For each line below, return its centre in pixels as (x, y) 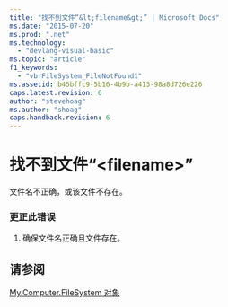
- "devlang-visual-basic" (66, 51)
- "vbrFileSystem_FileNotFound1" (80, 76)
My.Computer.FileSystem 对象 (65, 293)
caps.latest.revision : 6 (56, 92)
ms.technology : (38, 43)
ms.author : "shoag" (46, 110)
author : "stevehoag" (48, 101)
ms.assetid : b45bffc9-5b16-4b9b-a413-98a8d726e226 (106, 84)
